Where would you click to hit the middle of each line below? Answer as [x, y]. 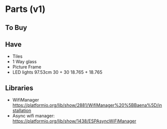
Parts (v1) [25, 9]
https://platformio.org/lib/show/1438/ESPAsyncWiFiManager [74, 121]
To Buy [16, 28]
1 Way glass [24, 62]
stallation [22, 111]
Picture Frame [27, 67]
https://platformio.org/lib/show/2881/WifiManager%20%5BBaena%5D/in [87, 105]
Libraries [19, 88]
